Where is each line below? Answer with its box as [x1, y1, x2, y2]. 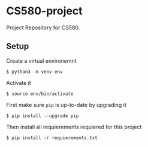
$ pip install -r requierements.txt [6, 134, 98, 141]
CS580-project [6, 4, 83, 18]
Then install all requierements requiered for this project [6, 123, 142, 130]
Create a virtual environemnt [6, 57, 77, 64]
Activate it [6, 79, 31, 86]
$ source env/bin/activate [6, 91, 74, 97]
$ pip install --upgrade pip [6, 112, 79, 119]
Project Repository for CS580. [6, 24, 80, 31]
